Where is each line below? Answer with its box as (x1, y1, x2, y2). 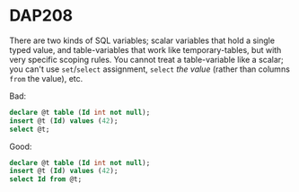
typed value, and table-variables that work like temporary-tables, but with (9, 44, 282, 55)
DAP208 (9, 5, 74, 26)
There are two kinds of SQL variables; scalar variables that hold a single (9, 35, 276, 46)
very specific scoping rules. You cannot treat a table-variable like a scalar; (9, 54, 285, 65)
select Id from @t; (9, 175, 83, 184)
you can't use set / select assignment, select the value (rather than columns (9, 64, 290, 74)
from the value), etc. (9, 73, 84, 83)
